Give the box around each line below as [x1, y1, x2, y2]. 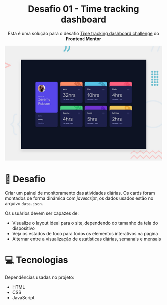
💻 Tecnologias [5, 254, 68, 266]
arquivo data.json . [5, 201, 43, 207]
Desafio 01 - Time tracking [28, 3, 139, 15]
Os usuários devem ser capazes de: [5, 210, 79, 216]
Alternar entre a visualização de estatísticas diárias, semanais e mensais [12, 236, 161, 242]
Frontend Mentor [65, 36, 102, 42]
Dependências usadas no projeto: [5, 274, 75, 280]
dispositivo [12, 225, 35, 231]
